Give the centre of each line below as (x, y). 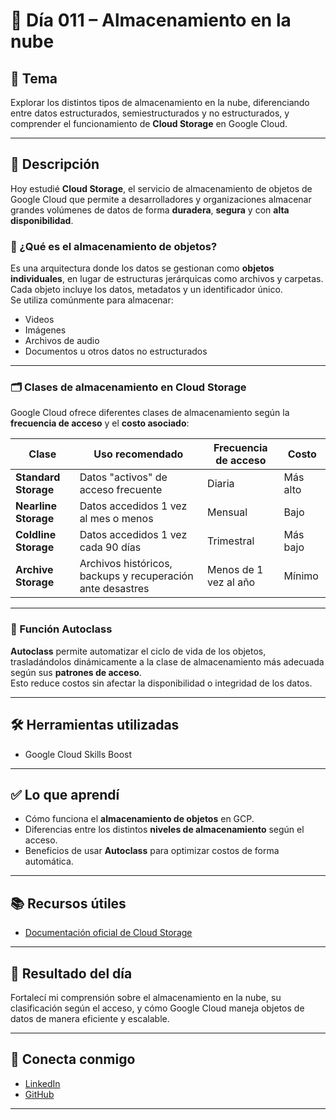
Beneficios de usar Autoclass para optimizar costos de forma (152, 851)
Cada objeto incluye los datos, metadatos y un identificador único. (146, 290)
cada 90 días (110, 547)
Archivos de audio (62, 341)
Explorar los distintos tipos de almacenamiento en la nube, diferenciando (160, 102)
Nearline (36, 506)
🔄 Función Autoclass (61, 629)
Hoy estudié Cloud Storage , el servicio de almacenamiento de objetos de (161, 188)
